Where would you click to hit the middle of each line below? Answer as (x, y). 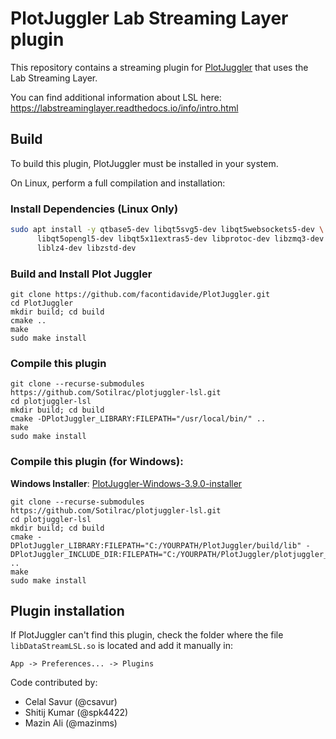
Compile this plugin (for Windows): (97, 462)
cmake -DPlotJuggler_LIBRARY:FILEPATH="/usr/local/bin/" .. (138, 419)
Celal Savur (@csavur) (71, 702)
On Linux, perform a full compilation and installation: (118, 183)
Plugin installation (67, 610)
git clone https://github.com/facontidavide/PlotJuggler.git (140, 294)
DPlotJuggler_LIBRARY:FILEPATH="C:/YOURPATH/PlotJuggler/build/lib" (156, 545)
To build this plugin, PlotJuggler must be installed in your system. (144, 163)
